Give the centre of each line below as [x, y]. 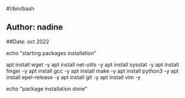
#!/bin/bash [20, 9]
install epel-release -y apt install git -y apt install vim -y [74, 77]
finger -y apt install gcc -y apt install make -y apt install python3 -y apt [92, 71]
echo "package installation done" [47, 88]
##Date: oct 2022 [28, 42]
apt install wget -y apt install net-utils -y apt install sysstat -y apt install [92, 64]
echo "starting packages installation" [51, 53]
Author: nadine [35, 27]
